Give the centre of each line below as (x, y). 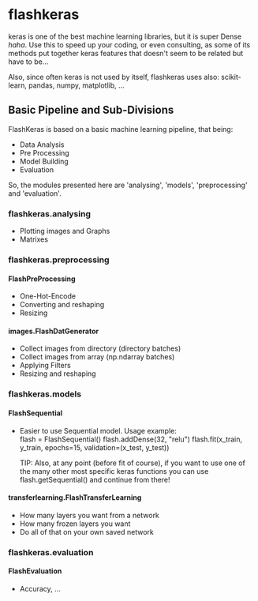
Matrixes (34, 239)
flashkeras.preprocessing (59, 260)
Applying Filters (45, 366)
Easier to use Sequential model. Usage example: (98, 430)
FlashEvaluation (35, 571)
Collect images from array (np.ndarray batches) (97, 357)
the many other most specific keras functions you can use (114, 471)
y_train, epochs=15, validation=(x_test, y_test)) (94, 447)
